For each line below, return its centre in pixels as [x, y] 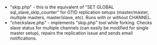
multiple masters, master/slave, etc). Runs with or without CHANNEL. [81, 17]
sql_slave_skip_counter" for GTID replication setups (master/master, [79, 12]
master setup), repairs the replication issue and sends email [71, 33]
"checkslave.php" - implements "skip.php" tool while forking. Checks [81, 22]
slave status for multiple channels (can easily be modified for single [79, 28]
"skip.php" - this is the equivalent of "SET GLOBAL [62, 7]
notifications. [23, 38]
